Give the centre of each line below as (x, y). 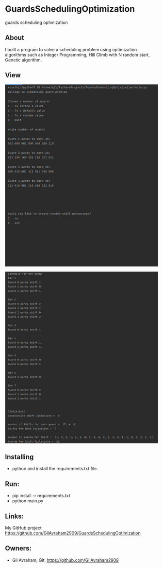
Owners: (18, 548)
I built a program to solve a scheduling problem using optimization (71, 49)
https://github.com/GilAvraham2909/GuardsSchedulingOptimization (73, 533)
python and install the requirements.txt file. (55, 469)
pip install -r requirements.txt (41, 496)
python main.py (28, 501)
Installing (19, 457)
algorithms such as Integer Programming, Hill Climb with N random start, (77, 55)
